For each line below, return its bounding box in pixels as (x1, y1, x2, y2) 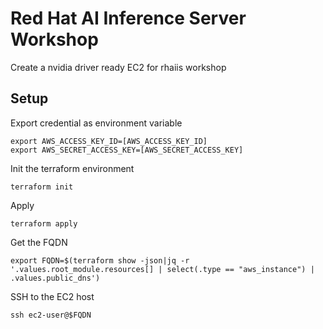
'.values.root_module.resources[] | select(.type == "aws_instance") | (10, 264, 315, 274)
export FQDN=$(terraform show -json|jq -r (10, 255, 190, 266)
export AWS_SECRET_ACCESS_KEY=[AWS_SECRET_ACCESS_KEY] (10, 145, 244, 155)
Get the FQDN (10, 236, 68, 248)
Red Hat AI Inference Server (10, 7, 247, 30)
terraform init (10, 182, 74, 192)
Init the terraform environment (10, 162, 135, 174)
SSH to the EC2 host (10, 290, 95, 302)
